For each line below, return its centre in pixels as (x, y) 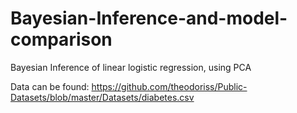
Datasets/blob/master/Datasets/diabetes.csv (102, 97)
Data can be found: (50, 86)
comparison (61, 39)
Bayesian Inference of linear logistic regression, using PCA (131, 67)
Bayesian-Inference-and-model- (149, 18)
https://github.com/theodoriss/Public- (169, 86)
